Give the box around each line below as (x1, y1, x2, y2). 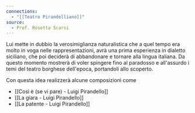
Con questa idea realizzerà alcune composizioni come (6, 77, 137, 84)
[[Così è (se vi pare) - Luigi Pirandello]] (14, 88, 109, 95)
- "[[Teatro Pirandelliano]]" (11, 14, 85, 20)
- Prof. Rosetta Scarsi (11, 24, 69, 31)
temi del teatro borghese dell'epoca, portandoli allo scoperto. (6, 65, 154, 73)
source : (6, 19, 25, 25)
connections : (6, 8, 38, 15)
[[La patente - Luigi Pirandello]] (14, 100, 90, 108)
